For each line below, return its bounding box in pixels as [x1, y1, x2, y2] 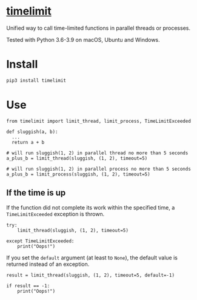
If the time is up [6, 188, 66, 198]
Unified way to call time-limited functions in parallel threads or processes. [6, 24, 191, 32]
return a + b [12, 139, 45, 145]
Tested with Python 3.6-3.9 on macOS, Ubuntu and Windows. [6, 36, 161, 43]
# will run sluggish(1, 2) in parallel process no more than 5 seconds [6, 166, 191, 172]
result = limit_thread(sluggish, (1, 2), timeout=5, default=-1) [6, 272, 175, 278]
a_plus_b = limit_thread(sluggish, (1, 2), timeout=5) [6, 155, 148, 162]
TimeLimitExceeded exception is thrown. [6, 210, 105, 217]
